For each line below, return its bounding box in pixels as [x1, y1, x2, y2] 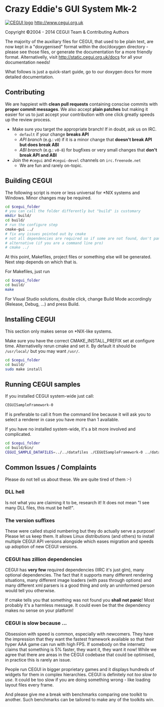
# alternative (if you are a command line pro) [5, 240, 104, 245]
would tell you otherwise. [5, 588, 56, 594]
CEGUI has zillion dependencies [5, 556, 82, 563]
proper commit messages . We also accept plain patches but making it [5, 106, 148, 112]
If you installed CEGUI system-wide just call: [5, 393, 94, 399]
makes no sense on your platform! [5, 607, 74, 614]
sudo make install [5, 366, 42, 372]
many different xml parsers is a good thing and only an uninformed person [5, 582, 155, 588]
